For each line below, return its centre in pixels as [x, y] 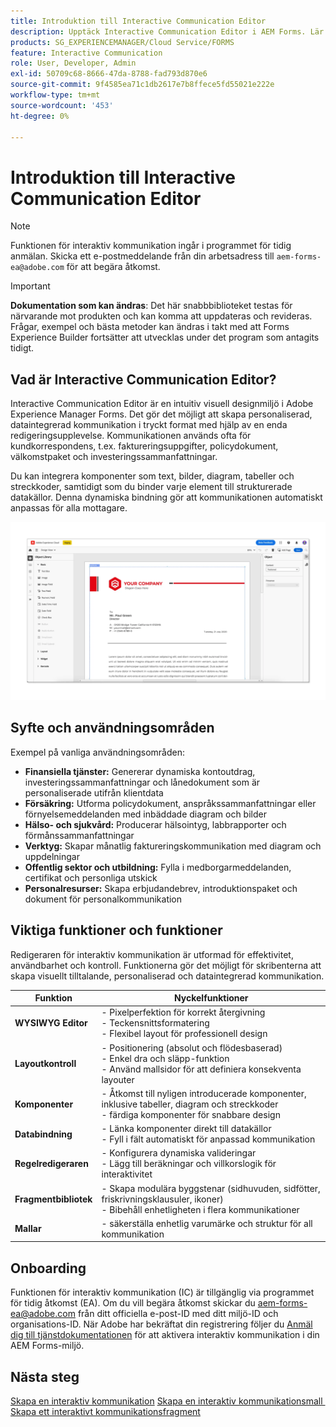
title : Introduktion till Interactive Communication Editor [138, 21]
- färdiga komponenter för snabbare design [191, 1114]
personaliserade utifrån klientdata [94, 792]
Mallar [28, 1229]
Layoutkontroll [45, 1064]
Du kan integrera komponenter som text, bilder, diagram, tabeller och [152, 476]
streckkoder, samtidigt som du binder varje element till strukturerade [151, 487]
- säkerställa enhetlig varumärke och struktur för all [207, 1223]
